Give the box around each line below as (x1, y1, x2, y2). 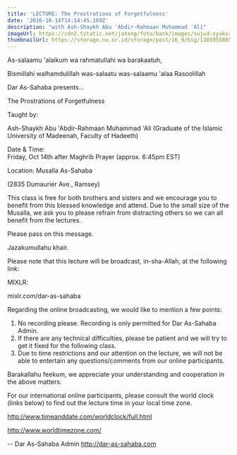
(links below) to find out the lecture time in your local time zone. (7, 399, 193, 407)
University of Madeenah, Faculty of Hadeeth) (7, 132, 139, 140)
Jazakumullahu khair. (7, 244, 69, 252)
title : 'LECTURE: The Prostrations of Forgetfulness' (7, 10, 169, 18)
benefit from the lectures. (7, 216, 82, 225)
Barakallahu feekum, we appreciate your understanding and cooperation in (7, 370, 224, 379)
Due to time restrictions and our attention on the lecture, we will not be (17, 349, 223, 358)
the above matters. (7, 378, 62, 386)
